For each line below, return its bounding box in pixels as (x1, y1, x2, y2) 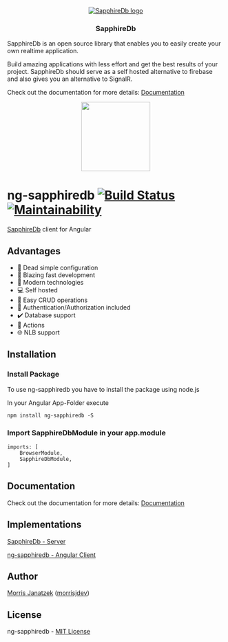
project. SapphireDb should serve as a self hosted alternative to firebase (7, 68, 213, 76)
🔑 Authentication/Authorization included (17, 303, 131, 312)
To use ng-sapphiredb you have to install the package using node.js (7, 385, 200, 393)
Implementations (7, 519, 82, 531)
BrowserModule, (19, 450, 63, 457)
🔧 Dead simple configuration (17, 263, 99, 272)
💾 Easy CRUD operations (17, 296, 88, 304)
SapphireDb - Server (7, 537, 66, 545)
